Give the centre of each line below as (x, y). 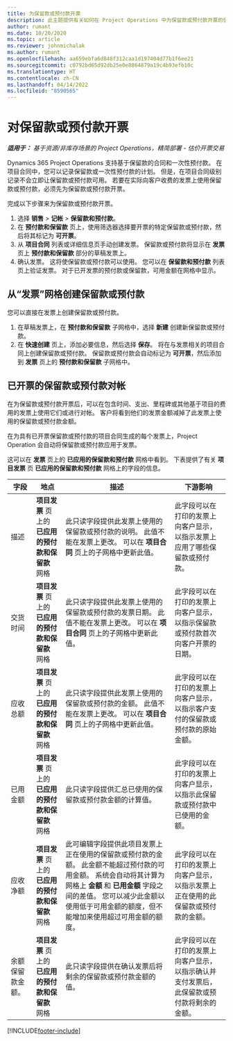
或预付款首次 (196, 633)
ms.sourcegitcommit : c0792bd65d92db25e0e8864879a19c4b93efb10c (101, 65)
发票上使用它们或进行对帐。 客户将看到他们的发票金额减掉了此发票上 (117, 412)
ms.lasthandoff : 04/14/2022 (48, 85)
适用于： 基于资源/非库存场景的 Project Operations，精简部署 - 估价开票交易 (116, 148)
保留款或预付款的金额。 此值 (112, 703)
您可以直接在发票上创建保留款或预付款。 (65, 312)
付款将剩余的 (196, 1002)
